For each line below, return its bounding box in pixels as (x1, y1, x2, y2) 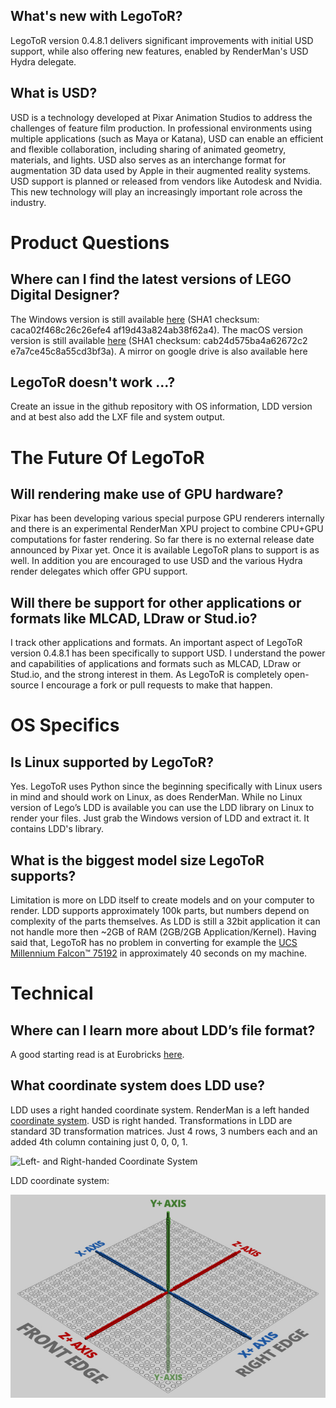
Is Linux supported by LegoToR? (10, 754, 215, 771)
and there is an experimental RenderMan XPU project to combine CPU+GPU (10, 523, 324, 535)
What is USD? (10, 85, 98, 102)
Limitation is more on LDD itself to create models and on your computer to (10, 894, 315, 906)
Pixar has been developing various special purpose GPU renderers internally (10, 512, 325, 524)
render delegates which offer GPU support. (10, 565, 188, 578)
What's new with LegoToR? (10, 8, 183, 25)
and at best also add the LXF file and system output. (10, 411, 226, 423)
